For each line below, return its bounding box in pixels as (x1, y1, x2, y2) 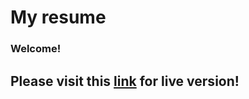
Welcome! (10, 42, 62, 56)
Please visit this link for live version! (10, 72, 240, 90)
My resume (10, 6, 107, 29)
